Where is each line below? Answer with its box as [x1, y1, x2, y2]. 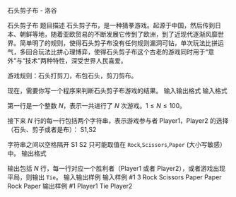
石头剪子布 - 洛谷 [7, 6, 58, 14]
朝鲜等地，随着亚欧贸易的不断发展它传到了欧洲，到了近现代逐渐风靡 [19, 30, 218, 38]
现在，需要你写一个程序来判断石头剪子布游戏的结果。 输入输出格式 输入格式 [7, 87, 228, 95]
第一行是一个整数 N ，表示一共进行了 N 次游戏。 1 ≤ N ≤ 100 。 [7, 102, 186, 109]
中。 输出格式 [7, 149, 47, 157]
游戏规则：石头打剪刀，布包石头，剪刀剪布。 [7, 71, 138, 80]
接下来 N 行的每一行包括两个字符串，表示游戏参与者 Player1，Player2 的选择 [7, 117, 229, 125]
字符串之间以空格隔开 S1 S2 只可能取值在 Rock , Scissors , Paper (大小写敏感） [7, 141, 226, 148]
